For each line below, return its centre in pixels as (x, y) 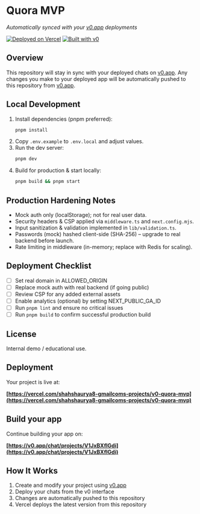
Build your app (34, 419)
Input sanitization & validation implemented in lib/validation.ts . (95, 228)
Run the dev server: (39, 148)
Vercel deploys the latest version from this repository (81, 504)
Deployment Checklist (49, 266)
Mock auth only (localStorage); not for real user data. (81, 215)
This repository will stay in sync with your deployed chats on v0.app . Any (97, 72)
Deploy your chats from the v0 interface (64, 492)
